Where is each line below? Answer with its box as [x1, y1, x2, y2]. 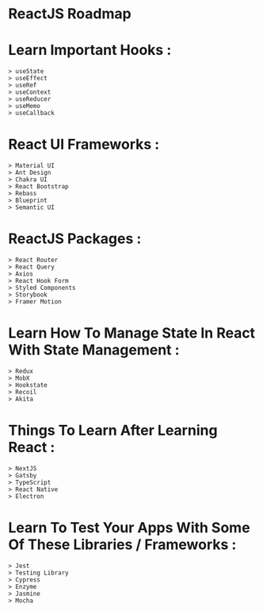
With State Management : [8, 341, 180, 359]
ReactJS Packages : [8, 230, 142, 248]
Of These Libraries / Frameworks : [8, 536, 237, 554]
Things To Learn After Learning [8, 422, 218, 439]
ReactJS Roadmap [8, 5, 132, 23]
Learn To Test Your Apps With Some [8, 519, 251, 537]
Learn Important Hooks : [8, 41, 172, 60]
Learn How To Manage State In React [8, 324, 256, 342]
